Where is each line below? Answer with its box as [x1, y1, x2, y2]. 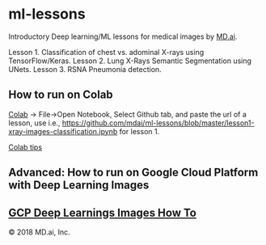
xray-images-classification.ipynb [8, 126, 118, 136]
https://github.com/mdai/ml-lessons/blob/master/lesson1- [61, 118, 255, 128]
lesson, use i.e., [8, 118, 61, 128]
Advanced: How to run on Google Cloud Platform [8, 166, 259, 180]
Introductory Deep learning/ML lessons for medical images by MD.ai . [8, 32, 238, 41]
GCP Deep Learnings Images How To [8, 205, 196, 219]
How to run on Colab [8, 88, 113, 102]
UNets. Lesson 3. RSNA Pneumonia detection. [8, 64, 162, 74]
